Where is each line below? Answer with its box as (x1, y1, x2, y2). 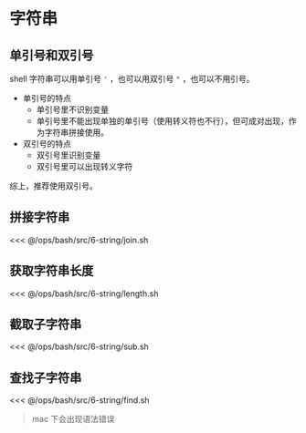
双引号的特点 (22, 139, 71, 149)
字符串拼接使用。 (44, 127, 110, 138)
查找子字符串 (9, 370, 82, 386)
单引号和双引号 (9, 47, 94, 63)
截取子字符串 (9, 316, 82, 333)
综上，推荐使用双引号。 (9, 180, 98, 191)
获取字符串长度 (9, 263, 94, 279)
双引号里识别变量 (36, 149, 101, 160)
